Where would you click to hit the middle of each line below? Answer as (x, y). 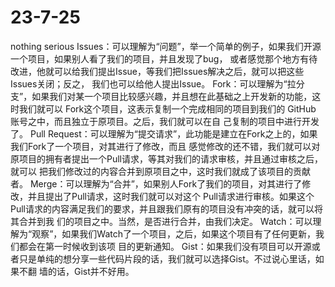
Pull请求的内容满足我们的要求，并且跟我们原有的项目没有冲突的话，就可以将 (166, 208)
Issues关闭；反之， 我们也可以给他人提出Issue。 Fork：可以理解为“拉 (153, 83)
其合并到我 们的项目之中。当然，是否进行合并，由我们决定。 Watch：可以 (161, 221)
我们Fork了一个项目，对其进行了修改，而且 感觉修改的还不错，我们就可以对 (165, 146)
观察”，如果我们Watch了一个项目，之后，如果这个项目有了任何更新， (173, 233)
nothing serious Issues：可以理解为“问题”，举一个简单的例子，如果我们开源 (166, 46)
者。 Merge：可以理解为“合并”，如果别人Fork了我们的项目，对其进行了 (156, 183)
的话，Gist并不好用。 (91, 271)
